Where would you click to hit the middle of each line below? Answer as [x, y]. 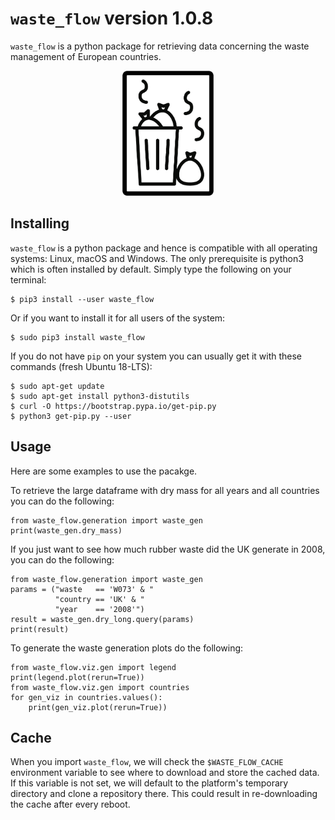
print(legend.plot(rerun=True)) [77, 677]
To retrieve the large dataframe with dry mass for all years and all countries [165, 490]
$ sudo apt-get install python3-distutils [100, 396]
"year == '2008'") [99, 609]
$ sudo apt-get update [57, 386]
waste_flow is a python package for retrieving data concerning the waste [160, 46]
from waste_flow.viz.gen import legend [93, 667]
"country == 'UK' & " [99, 599]
